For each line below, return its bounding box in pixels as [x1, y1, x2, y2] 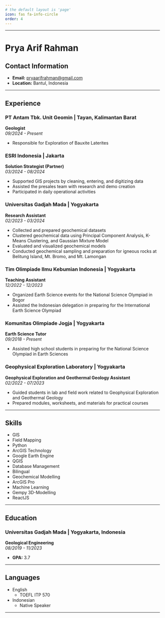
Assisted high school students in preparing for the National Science [12, 346, 149, 352]
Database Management [12, 463, 60, 469]
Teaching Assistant [5, 277, 46, 283]
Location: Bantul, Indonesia [12, 80, 69, 86]
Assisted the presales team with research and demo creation [12, 184, 136, 190]
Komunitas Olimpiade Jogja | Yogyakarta [5, 319, 105, 326]
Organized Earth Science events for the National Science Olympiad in [12, 292, 153, 298]
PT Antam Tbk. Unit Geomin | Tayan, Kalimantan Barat [5, 114, 137, 121]
